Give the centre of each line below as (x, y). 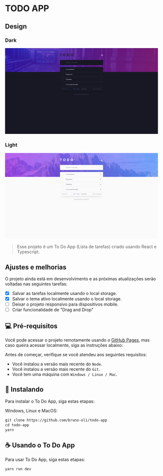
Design (16, 26)
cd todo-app (17, 425)
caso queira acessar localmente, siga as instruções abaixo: (64, 345)
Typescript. (28, 252)
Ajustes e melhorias (36, 267)
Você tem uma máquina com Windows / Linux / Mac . (65, 375)
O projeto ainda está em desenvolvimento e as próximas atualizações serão (81, 279)
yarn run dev (18, 469)
